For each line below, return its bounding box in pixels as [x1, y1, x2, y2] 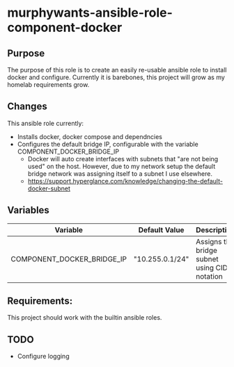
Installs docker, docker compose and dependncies [17, 132, 162, 140]
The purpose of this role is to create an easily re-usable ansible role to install [7, 66, 227, 74]
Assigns [196, 236, 222, 246]
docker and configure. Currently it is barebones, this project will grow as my [7, 73, 225, 81]
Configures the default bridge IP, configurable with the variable [17, 140, 198, 148]
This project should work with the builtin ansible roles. [7, 313, 162, 322]
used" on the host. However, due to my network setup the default [27, 162, 216, 170]
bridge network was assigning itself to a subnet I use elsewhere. [27, 169, 212, 178]
